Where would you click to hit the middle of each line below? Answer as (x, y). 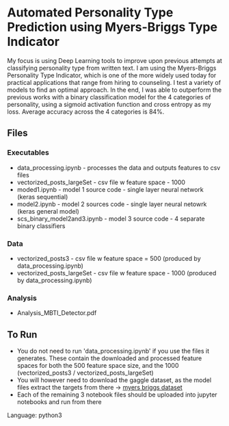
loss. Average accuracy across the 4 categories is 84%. (86, 112)
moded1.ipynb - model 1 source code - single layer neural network (110, 189)
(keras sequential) (42, 197)
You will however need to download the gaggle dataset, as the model (114, 380)
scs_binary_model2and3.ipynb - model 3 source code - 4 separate (111, 218)
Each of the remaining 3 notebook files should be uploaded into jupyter (117, 394)
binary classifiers (41, 226)
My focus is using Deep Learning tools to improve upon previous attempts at (114, 60)
